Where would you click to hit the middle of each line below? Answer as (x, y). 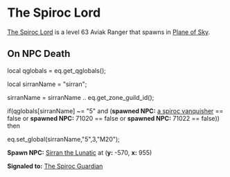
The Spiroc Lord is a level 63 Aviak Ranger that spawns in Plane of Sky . (109, 32)
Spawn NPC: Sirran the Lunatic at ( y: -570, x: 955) (80, 152)
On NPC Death (39, 54)
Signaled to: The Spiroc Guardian (55, 166)
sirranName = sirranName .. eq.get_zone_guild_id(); (81, 97)
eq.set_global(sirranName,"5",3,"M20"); (63, 139)
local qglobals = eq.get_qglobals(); (56, 70)
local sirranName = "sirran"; (47, 84)
